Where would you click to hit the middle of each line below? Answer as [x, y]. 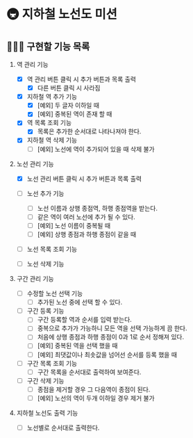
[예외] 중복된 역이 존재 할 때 [75, 114]
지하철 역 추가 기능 [52, 97]
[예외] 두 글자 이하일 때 [68, 106]
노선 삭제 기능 [45, 264]
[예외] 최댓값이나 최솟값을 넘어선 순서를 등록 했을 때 [107, 355]
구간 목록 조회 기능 [52, 363]
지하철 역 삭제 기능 [52, 140]
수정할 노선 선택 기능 [55, 293]
